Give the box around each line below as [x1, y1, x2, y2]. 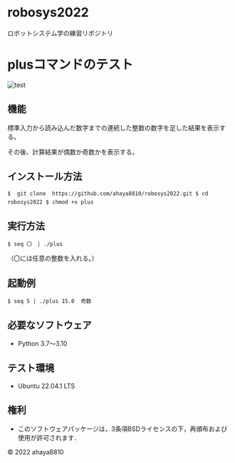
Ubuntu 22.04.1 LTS [17, 382, 75, 390]
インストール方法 [7, 171, 83, 183]
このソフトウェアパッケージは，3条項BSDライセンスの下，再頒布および [17, 424, 228, 433]
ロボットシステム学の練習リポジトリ [7, 29, 114, 37]
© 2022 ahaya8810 [7, 447, 64, 456]
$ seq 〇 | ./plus [7, 241, 63, 248]
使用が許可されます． [17, 433, 80, 442]
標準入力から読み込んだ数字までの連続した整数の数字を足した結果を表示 [7, 123, 219, 132]
